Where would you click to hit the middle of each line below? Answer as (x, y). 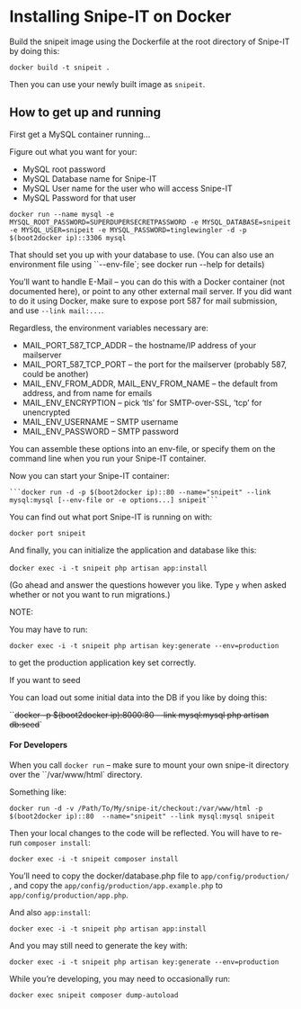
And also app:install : (50, 912)
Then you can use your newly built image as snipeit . (107, 84)
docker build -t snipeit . (60, 68)
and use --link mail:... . (57, 310)
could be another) (55, 374)
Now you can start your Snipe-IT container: (89, 475)
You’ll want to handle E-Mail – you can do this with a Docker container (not (147, 282)
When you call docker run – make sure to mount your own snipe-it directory (149, 765)
